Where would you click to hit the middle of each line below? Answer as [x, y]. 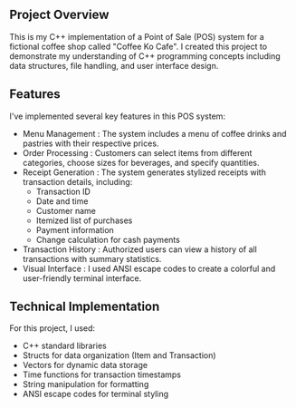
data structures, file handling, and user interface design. [114, 65]
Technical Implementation [85, 307]
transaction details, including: [77, 181]
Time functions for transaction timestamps [101, 374]
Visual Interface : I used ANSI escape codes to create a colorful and [149, 268]
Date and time [62, 201]
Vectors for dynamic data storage [85, 365]
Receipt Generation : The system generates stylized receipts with [144, 172]
